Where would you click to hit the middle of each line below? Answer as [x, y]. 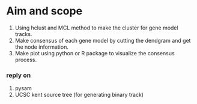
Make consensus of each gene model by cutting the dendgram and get [103, 40]
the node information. [42, 47]
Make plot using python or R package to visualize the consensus [95, 53]
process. [26, 60]
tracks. [23, 34]
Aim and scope [44, 11]
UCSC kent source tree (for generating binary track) [79, 95]
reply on [19, 75]
